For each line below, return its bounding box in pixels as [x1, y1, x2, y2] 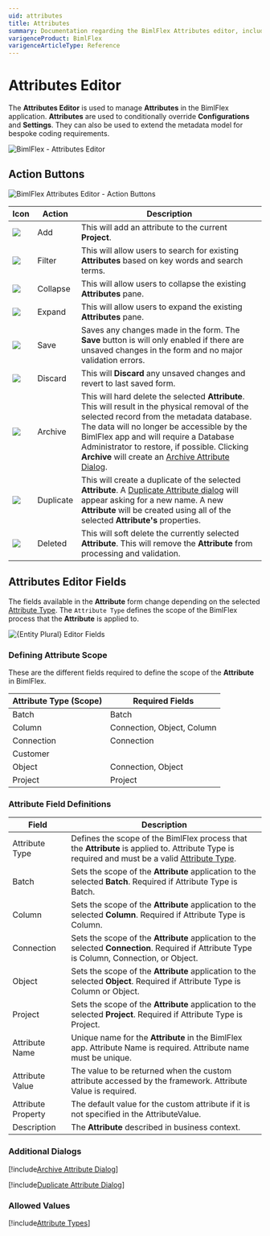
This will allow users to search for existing [80, 245, 239, 256]
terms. [80, 265, 106, 276]
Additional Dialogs [8, 1146, 82, 1157]
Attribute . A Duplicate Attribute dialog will [80, 484, 239, 495]
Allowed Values [8, 1200, 71, 1211]
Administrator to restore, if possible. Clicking [80, 440, 249, 452]
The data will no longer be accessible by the [80, 420, 247, 432]
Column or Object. [71, 986, 140, 997]
